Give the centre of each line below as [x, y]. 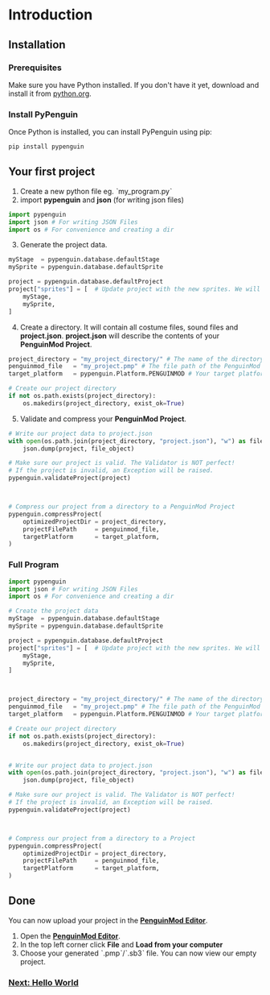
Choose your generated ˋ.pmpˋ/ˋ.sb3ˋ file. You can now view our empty [138, 953]
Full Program [34, 565]
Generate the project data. [63, 245]
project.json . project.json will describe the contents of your [119, 335]
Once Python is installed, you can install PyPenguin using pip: [110, 132]
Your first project [52, 172]
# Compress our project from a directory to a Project [102, 838]
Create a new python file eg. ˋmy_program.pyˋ [96, 191]
